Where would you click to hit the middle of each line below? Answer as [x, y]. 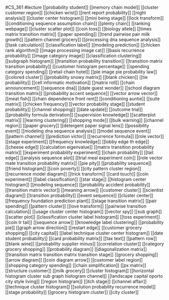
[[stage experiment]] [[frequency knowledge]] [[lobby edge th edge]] [77, 142]
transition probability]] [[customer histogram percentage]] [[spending [77, 66]
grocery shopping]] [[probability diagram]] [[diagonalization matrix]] [76, 249]
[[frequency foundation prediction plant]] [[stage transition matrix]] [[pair [81, 201]
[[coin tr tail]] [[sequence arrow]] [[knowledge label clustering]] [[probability [84, 222]
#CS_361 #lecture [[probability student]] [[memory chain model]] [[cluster [82, 7]
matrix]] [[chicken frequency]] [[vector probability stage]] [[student [75, 104]
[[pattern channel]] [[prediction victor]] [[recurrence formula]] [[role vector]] [84, 136]
